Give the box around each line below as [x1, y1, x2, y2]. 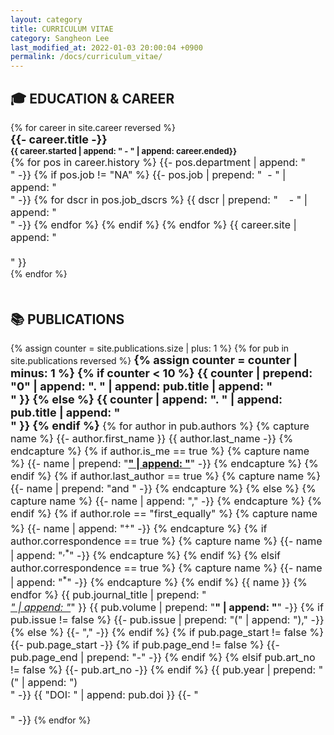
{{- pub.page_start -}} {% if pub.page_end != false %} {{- [10, 638, 280, 652]
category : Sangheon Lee [10, 33, 110, 43]
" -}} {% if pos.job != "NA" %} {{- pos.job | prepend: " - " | [10, 167, 287, 181]
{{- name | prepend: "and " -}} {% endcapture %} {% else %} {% [10, 482, 317, 496]
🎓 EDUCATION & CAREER [10, 90, 175, 107]
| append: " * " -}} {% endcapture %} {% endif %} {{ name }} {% [10, 574, 308, 590]
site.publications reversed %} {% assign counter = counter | [10, 353, 298, 368]
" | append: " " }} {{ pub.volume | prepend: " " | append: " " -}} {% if [10, 601, 324, 615]
